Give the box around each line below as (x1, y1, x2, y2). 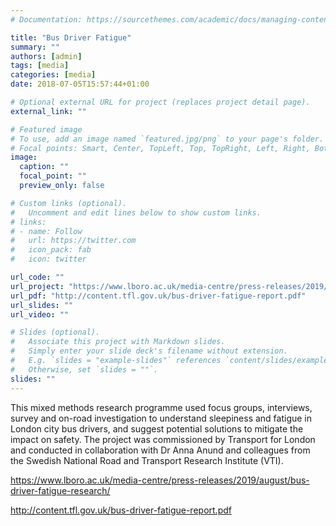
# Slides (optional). (10, 327, 101, 338)
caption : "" (19, 162, 70, 172)
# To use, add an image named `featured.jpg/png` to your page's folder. (10, 134, 325, 144)
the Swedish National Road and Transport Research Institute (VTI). (10, 454, 284, 466)
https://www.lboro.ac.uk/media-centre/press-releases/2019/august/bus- (10, 474, 310, 486)
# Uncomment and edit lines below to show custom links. (10, 207, 262, 218)
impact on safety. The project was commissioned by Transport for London (10, 433, 316, 445)
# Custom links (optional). (10, 198, 128, 208)
